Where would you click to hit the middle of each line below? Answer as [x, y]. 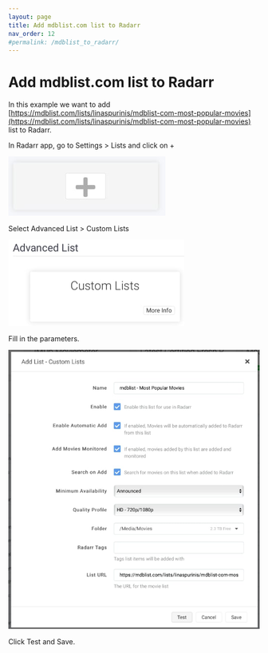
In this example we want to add [59, 104]
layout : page [30, 17]
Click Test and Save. [42, 641]
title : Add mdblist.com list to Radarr [75, 25]
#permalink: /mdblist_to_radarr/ [64, 42]
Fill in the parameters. [44, 339]
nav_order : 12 [32, 33]
